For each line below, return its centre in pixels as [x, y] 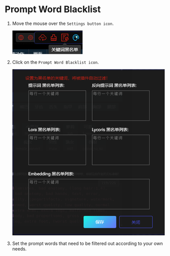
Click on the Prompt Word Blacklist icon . [56, 62]
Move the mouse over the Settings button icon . [63, 23]
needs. [19, 249]
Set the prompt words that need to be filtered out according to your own [87, 244]
